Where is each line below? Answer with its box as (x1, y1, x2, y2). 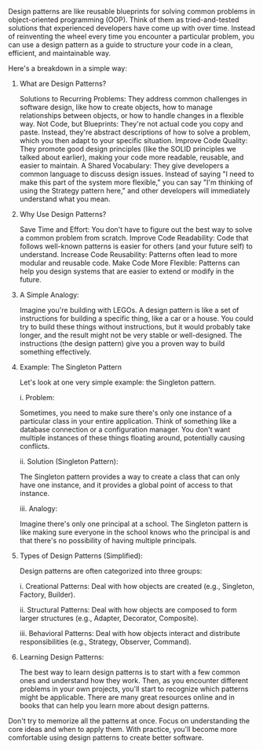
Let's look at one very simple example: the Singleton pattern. (19, 377, 217, 387)
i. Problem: (19, 393, 55, 402)
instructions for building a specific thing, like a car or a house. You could (19, 314, 254, 323)
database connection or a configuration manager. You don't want (19, 425, 231, 434)
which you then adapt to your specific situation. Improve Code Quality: (19, 136, 248, 145)
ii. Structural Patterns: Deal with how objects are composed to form (19, 605, 237, 614)
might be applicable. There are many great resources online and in (19, 693, 236, 702)
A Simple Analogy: (19, 290, 80, 300)
